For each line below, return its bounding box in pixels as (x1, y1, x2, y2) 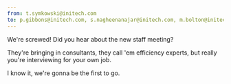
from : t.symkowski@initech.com (7, 10, 97, 17)
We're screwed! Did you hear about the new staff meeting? (7, 35, 174, 43)
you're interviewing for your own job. (7, 55, 112, 64)
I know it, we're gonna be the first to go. (7, 69, 120, 77)
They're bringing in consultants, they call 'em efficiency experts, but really (7, 48, 218, 57)
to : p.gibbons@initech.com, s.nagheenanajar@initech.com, (7, 16, 177, 23)
